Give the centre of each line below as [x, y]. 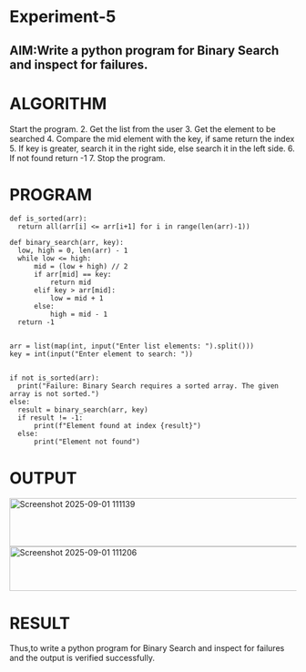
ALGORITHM [58, 103]
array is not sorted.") [55, 394]
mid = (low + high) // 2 [81, 267]
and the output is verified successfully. [82, 658]
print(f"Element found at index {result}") [117, 426]
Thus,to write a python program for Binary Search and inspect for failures [147, 648]
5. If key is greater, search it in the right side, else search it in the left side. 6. [153, 148]
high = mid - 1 [78, 315]
